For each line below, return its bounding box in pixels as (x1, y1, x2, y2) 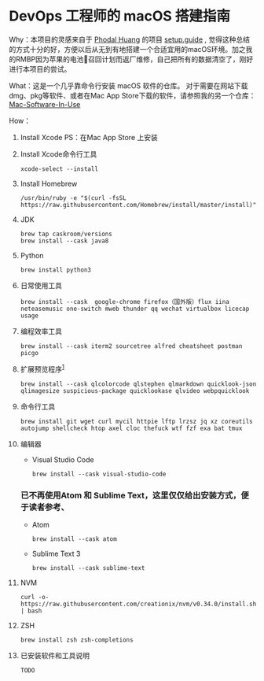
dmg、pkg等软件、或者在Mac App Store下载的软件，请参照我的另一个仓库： (9, 91, 256, 100)
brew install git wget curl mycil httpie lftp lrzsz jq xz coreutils (20, 417, 254, 425)
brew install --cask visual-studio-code (31, 470, 167, 478)
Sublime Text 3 (31, 549, 81, 558)
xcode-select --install (20, 165, 99, 173)
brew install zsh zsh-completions (20, 635, 134, 644)
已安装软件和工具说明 (20, 650, 90, 660)
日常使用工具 (20, 280, 62, 290)
